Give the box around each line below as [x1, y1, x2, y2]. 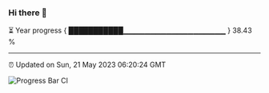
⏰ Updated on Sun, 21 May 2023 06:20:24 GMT [8, 60, 167, 70]
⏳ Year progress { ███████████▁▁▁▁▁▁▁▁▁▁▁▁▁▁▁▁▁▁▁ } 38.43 [8, 25, 252, 35]
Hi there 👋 [8, 7, 48, 18]
